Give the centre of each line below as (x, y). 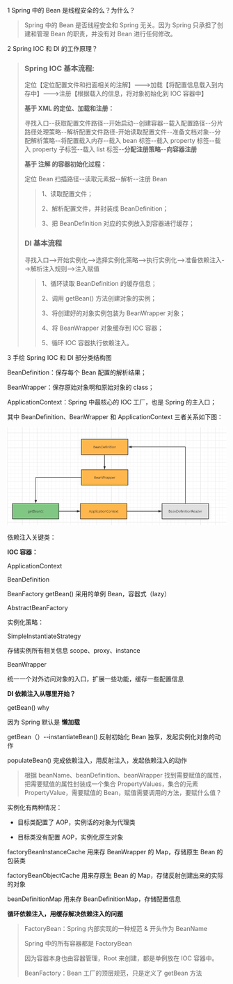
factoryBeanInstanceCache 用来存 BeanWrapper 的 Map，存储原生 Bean (111, 851)
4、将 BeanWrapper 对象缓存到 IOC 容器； (102, 328)
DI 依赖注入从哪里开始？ (42, 693)
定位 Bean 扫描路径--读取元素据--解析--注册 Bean (96, 179)
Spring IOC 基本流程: (59, 68)
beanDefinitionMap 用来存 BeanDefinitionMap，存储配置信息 (94, 899)
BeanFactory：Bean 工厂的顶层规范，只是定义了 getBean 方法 (113, 973)
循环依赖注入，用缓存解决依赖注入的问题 (65, 914)
